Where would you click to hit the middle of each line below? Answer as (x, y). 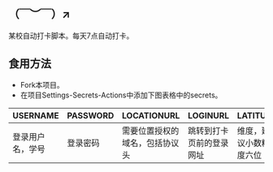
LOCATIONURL (151, 115)
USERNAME (36, 115)
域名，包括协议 (150, 143)
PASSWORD (91, 115)
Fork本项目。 (42, 84)
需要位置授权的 (150, 131)
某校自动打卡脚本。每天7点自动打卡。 (71, 36)
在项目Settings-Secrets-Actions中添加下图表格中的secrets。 (121, 95)
